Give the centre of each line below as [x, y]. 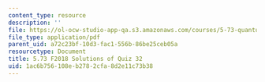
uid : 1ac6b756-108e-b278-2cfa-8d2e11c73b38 [81, 66]
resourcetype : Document [47, 52]
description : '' [35, 23]
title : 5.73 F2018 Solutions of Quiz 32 [76, 59]
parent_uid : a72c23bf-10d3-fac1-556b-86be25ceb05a [93, 45]
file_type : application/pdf [54, 37]
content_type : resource [47, 15]
